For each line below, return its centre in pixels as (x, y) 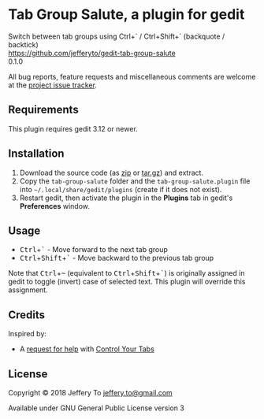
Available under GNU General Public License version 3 (97, 408)
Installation (36, 154)
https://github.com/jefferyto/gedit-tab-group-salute (92, 53)
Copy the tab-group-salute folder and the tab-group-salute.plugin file (135, 181)
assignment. (28, 290)
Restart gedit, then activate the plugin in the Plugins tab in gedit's (126, 198)
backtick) (24, 44)
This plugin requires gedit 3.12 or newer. (73, 128)
